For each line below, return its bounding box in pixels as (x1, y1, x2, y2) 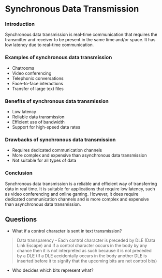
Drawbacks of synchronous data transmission (5, 137, 116, 143)
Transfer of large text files (12, 86, 64, 92)
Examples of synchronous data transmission (5, 54, 112, 61)
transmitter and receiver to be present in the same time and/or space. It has (5, 37, 156, 43)
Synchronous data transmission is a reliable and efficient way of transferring (5, 181, 157, 186)
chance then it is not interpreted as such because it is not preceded (16, 248, 152, 254)
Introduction (5, 21, 35, 28)
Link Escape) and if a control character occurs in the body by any (16, 243, 147, 248)
